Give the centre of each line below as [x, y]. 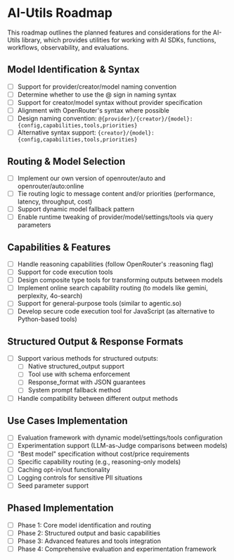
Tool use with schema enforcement [79, 374]
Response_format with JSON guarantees [87, 382]
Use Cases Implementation [67, 421]
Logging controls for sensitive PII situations [80, 478]
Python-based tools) [47, 319]
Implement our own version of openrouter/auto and [91, 178]
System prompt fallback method [74, 390]
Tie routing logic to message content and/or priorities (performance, [116, 194]
